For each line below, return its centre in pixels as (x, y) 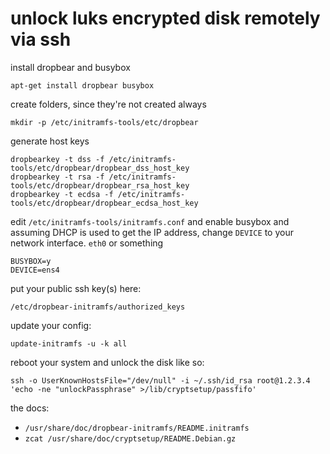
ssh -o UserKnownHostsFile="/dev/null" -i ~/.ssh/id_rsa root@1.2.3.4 (160, 380)
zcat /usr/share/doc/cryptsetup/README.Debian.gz (130, 438)
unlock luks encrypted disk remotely (165, 18)
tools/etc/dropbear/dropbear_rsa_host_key (100, 185)
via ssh (41, 39)
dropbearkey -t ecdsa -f (62, 194)
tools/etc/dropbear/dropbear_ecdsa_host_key (104, 203)
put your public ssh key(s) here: (76, 288)
